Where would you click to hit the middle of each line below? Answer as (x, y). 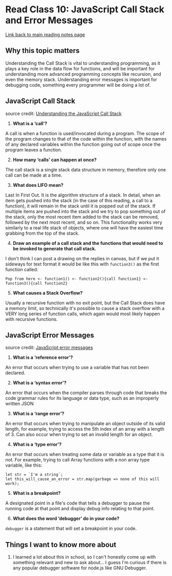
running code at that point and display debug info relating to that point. (80, 509)
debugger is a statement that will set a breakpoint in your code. (71, 529)
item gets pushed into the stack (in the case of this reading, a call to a (79, 200)
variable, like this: (24, 465)
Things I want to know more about (61, 544)
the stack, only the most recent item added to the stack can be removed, (82, 217)
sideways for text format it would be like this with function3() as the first (82, 264)
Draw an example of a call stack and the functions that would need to (88, 243)
